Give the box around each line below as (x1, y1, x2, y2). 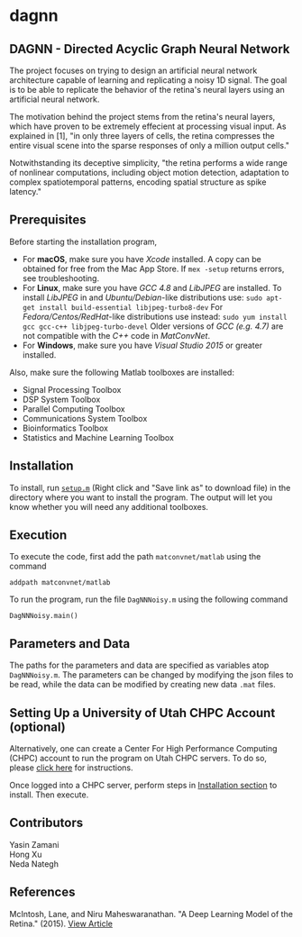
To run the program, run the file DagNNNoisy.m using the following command (9, 594, 288, 605)
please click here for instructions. (9, 762, 133, 773)
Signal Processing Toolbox (22, 384, 122, 395)
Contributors (9, 815, 84, 831)
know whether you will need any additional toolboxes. (9, 501, 209, 512)
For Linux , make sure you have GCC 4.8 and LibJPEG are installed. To (22, 282, 282, 293)
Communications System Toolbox (22, 413, 148, 423)
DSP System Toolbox (22, 394, 101, 405)
